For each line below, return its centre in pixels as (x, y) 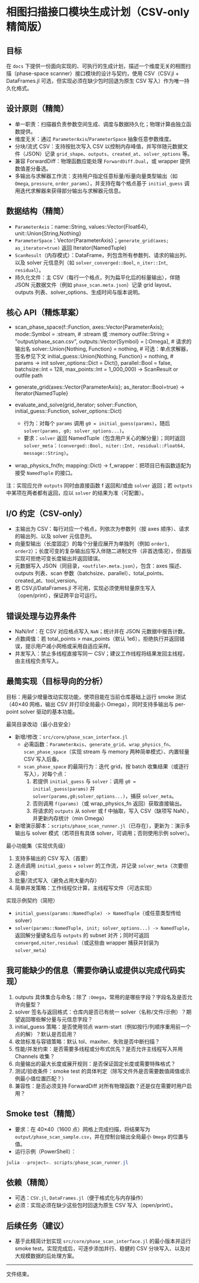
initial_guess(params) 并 (64, 788)
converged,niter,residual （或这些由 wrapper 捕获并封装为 (87, 942)
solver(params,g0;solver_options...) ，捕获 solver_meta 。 (105, 796)
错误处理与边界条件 (41, 616)
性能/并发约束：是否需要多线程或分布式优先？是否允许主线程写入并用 (99, 1048)
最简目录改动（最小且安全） (40, 724)
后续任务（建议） (37, 1226)
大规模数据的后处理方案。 (46, 1256)
